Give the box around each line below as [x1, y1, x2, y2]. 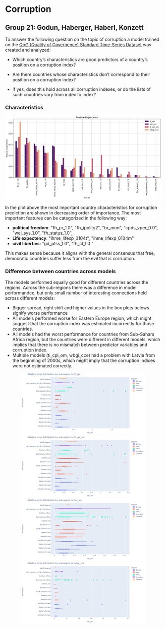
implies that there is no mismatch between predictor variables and [12, 342, 148, 348]
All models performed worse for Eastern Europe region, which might [12, 315, 152, 321]
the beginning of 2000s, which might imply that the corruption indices [12, 357, 155, 363]
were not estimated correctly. [12, 362, 73, 368]
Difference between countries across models [5, 268, 116, 275]
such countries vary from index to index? [12, 92, 96, 97]
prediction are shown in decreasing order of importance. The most [5, 210, 141, 216]
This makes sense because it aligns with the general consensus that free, [5, 250, 155, 256]
